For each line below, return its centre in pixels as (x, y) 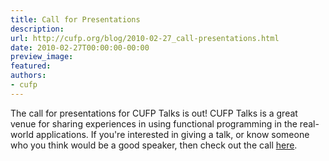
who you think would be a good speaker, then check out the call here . (154, 145)
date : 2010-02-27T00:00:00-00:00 (80, 47)
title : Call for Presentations (75, 19)
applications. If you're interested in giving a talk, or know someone (172, 134)
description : (37, 29)
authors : (28, 76)
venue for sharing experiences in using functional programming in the (154, 123)
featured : (31, 66)
